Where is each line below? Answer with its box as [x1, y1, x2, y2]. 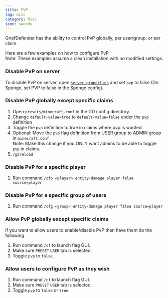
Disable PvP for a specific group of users [5, 192, 107, 199]
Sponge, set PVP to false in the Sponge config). [5, 85, 104, 91]
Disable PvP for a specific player [5, 163, 86, 170]
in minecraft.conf [12, 135, 49, 141]
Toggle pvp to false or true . [12, 287, 70, 293]
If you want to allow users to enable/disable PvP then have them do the [5, 227, 152, 233]
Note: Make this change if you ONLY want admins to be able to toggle [12, 140, 157, 146]
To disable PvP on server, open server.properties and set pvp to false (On [5, 79, 159, 85]
